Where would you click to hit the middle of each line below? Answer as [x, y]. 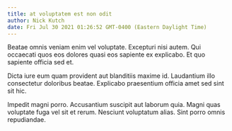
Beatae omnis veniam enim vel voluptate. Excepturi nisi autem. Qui [104, 47]
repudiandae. [27, 120]
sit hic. [17, 91]
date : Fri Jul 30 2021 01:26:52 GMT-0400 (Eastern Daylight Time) [107, 27]
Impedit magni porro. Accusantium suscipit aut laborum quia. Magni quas [114, 105]
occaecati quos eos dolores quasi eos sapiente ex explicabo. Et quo [106, 55]
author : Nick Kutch [36, 21]
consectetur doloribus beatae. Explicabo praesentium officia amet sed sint [116, 84]
